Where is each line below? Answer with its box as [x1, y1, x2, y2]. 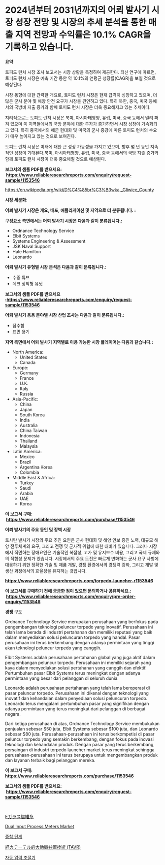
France [19, 375, 34, 381]
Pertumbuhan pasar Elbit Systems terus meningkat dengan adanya [5, 670, 140, 676]
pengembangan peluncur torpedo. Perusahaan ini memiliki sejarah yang [5, 660, 151, 665]
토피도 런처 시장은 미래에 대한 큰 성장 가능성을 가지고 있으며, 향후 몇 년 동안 [5, 143, 149, 149]
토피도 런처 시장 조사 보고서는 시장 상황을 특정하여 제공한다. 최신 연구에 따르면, [5, 69, 156, 75]
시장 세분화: [5, 197, 28, 202]
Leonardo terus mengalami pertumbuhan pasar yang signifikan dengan [5, 700, 149, 706]
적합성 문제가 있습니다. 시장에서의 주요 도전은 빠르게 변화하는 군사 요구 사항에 [10, 555, 159, 562]
